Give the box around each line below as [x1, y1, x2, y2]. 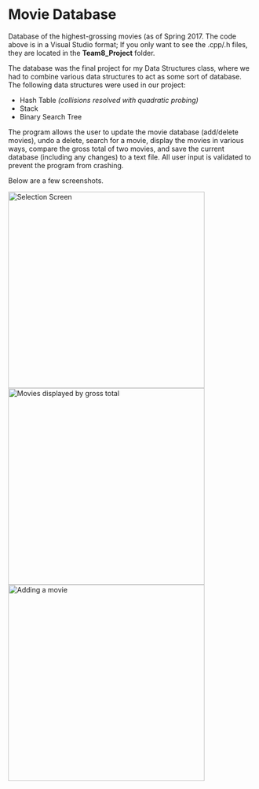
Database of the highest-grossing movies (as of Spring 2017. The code [8, 31, 237, 41]
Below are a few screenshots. [8, 175, 104, 185]
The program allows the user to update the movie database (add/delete [8, 127, 239, 137]
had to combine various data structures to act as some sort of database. [8, 72, 242, 81]
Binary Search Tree [19, 112, 82, 121]
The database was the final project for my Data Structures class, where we [8, 63, 250, 72]
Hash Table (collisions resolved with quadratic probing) [19, 95, 199, 105]
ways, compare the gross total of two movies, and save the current [8, 144, 225, 153]
